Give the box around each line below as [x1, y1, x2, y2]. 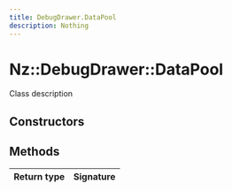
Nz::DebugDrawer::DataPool [9, 59, 224, 80]
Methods [9, 144, 60, 159]
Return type [13, 170, 66, 182]
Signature [73, 170, 116, 182]
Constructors [9, 114, 85, 129]
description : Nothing [9, 21, 89, 30]
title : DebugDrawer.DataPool [9, 12, 117, 22]
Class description [9, 88, 73, 99]
